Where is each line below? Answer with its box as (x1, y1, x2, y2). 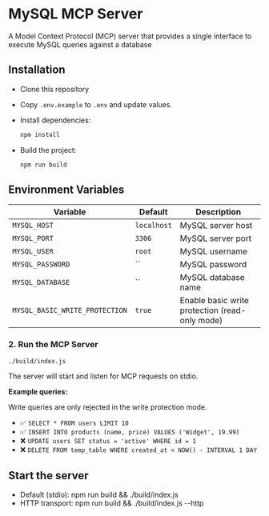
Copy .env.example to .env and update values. (19, 99, 173, 109)
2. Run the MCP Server (8, 339, 98, 350)
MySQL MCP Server (8, 5, 143, 23)
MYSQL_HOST (12, 221, 54, 230)
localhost (134, 221, 172, 230)
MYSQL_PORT (12, 234, 54, 243)
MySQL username (179, 246, 248, 257)
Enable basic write (179, 295, 250, 306)
